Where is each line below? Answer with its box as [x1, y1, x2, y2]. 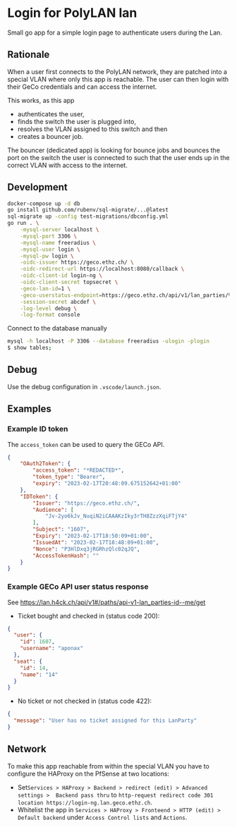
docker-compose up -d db [7, 200, 80, 207]
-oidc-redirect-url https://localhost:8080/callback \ [20, 266, 185, 273]
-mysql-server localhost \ [20, 226, 99, 233]
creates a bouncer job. [17, 132, 83, 140]
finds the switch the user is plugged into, [17, 117, 136, 125]
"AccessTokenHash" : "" [32, 552, 99, 559]
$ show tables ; [7, 344, 52, 352]
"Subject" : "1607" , [32, 526, 90, 533]
